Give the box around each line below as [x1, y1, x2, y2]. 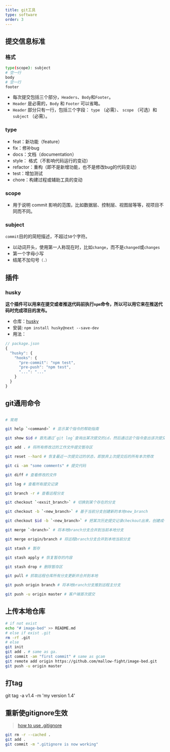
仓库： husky [12, 319, 39, 325]
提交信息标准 [5, 37, 46, 46]
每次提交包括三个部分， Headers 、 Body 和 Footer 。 [12, 94, 114, 100]
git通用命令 [5, 399, 40, 408]
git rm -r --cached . [5, 732, 51, 738]
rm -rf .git [5, 635, 30, 640]
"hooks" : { [14, 355, 37, 360]
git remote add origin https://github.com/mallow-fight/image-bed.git [5, 658, 157, 664]
